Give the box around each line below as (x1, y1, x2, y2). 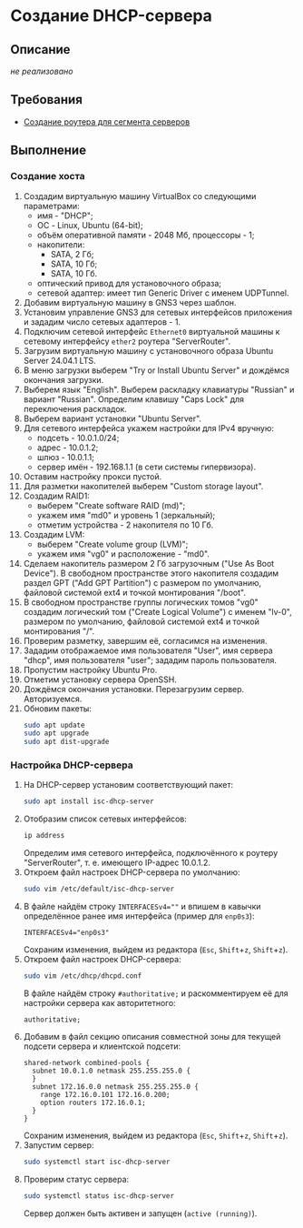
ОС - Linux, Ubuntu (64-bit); (36, 219, 143, 230)
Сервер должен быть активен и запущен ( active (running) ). (23, 1207, 258, 1219)
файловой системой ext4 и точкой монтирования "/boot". (23, 587, 246, 598)
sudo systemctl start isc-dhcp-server (23, 1157, 171, 1166)
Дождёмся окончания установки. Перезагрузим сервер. (23, 683, 245, 694)
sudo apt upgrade (23, 729, 90, 738)
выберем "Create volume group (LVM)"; (36, 539, 189, 549)
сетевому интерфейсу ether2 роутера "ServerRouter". (23, 336, 231, 347)
